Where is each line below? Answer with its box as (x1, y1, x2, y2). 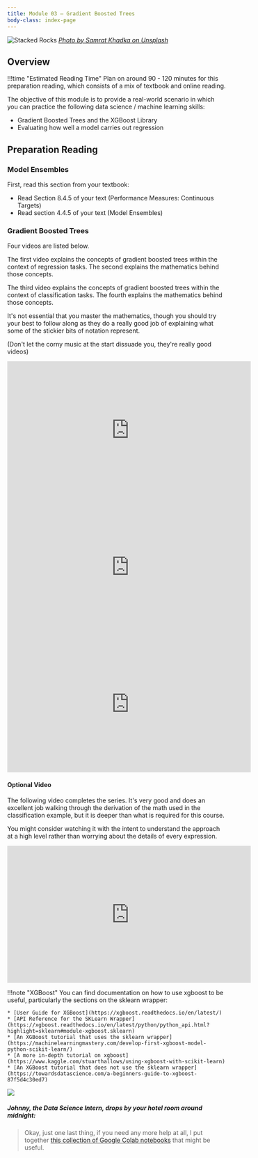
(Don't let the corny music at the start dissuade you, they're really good (7, 340, 212, 349)
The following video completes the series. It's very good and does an (7, 796, 206, 804)
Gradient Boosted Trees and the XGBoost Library (17, 116, 158, 125)
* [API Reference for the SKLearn (7, 1015, 108, 1022)
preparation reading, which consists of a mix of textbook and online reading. (7, 81, 226, 90)
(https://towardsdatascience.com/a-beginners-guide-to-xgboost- (7, 1070, 197, 1077)
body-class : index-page (7, 17, 76, 24)
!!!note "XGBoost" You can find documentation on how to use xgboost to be (7, 988, 224, 997)
